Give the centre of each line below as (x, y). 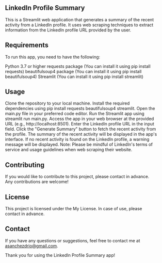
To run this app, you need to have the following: (53, 57)
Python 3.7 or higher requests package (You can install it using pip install (78, 66)
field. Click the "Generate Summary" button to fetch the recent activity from (81, 129)
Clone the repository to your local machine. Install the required (67, 103)
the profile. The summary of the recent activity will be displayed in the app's (81, 134)
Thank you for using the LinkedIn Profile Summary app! (60, 255)
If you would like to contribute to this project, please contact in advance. (77, 177)
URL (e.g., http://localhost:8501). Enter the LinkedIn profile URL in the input (80, 124)
